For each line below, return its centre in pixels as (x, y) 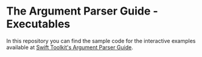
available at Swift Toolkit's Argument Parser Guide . (70, 47)
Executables (38, 24)
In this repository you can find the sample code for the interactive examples (101, 41)
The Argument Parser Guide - (82, 11)
